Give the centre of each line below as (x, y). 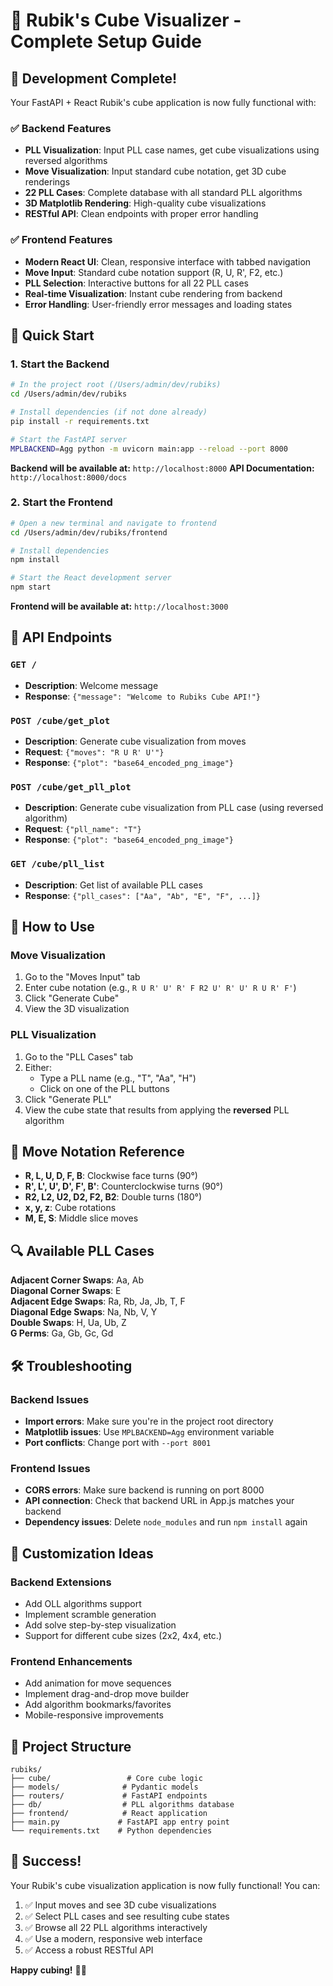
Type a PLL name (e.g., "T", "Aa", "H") (118, 1078)
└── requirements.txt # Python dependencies (111, 1831)
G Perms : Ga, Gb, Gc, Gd (62, 1333)
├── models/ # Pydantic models (104, 1787)
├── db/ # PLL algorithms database (122, 1805)
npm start (31, 587)
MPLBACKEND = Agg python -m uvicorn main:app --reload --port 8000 (149, 449)
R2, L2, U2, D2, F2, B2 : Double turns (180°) (113, 1197)
